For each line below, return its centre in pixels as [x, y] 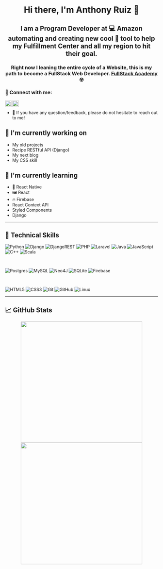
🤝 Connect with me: [29, 93]
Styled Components [32, 210]
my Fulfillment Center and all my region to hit [81, 46]
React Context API [30, 205]
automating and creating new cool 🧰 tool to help [81, 38]
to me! [18, 117]
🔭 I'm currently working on [46, 133]
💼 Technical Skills [32, 235]
